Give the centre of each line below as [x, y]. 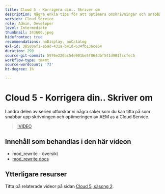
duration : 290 [20, 51]
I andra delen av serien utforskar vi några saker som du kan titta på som [78, 111]
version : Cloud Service [29, 19]
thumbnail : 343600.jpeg [29, 32]
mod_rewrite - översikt [35, 154]
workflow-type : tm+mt [27, 60]
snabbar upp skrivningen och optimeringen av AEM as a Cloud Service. [77, 117]
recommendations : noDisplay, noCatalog [46, 42]
